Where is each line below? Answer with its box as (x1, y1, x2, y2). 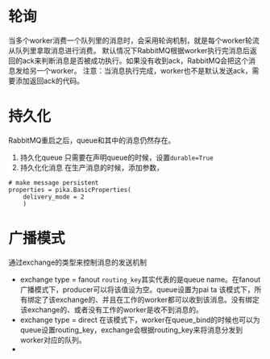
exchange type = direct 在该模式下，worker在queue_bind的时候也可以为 (19, 315, 260, 324)
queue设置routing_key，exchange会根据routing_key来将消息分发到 (19, 324, 243, 335)
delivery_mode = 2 (23, 193, 85, 201)
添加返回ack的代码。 (15, 76, 85, 86)
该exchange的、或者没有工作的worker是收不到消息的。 (19, 304, 204, 315)
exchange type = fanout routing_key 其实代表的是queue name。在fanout (19, 274, 261, 284)
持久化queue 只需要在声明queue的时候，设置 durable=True (19, 152, 214, 162)
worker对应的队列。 (19, 335, 86, 344)
